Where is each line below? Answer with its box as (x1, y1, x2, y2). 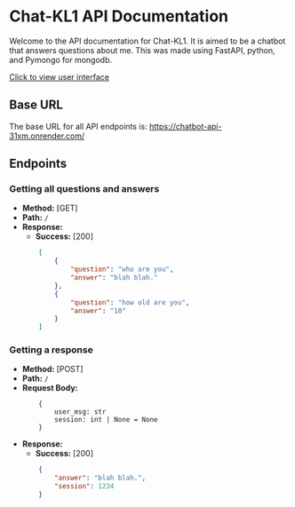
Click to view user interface (9, 71, 109, 82)
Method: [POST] (21, 364, 84, 375)
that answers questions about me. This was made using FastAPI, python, (9, 44, 275, 55)
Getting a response (9, 344, 93, 356)
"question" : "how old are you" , (69, 297, 190, 307)
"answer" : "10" (69, 306, 126, 315)
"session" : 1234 (54, 482, 115, 491)
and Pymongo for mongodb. (9, 54, 113, 65)
